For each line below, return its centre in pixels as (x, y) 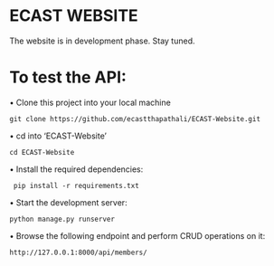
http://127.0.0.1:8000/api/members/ (78, 252)
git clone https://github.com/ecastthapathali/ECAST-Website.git (135, 119)
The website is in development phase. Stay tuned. (103, 41)
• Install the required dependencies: (76, 169)
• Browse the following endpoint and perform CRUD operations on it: (137, 235)
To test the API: (68, 77)
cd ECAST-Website (42, 152)
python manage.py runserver (62, 219)
